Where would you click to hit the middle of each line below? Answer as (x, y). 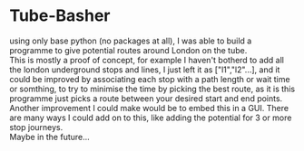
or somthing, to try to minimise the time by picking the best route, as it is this (152, 89)
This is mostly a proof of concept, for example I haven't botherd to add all (147, 60)
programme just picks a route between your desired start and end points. (146, 98)
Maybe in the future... (50, 137)
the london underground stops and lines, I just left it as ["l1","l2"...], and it (145, 70)
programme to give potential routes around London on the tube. (128, 50)
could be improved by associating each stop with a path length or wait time (150, 79)
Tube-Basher (60, 16)
